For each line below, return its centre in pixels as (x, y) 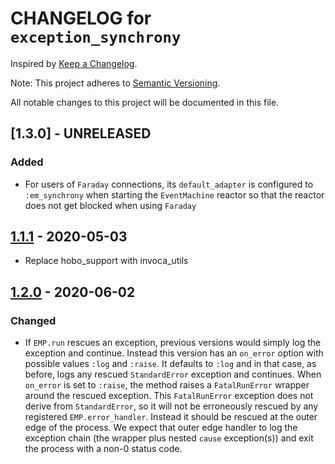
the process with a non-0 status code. (103, 449)
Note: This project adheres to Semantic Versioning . (115, 83)
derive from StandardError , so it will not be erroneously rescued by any (171, 406)
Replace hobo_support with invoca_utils (106, 261)
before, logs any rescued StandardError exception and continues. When (173, 374)
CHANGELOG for (81, 18)
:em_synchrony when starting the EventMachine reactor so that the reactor (174, 194)
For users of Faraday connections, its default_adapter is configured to (169, 184)
